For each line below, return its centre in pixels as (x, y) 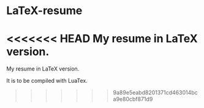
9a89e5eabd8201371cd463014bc (155, 93)
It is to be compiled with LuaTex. (47, 81)
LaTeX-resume (44, 11)
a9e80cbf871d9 (133, 99)
